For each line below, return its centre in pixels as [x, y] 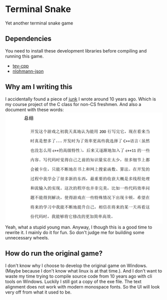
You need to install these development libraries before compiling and [76, 50]
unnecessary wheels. [27, 237]
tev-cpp [20, 65]
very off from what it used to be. [38, 292]
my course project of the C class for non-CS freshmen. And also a [73, 104]
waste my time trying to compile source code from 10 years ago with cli [79, 276]
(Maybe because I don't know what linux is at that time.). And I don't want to [84, 270]
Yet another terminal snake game [39, 23]
